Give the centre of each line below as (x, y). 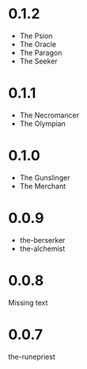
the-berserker (42, 240)
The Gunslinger (45, 177)
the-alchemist (42, 248)
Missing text (28, 302)
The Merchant (43, 186)
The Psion (36, 36)
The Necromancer (49, 115)
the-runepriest (32, 356)
